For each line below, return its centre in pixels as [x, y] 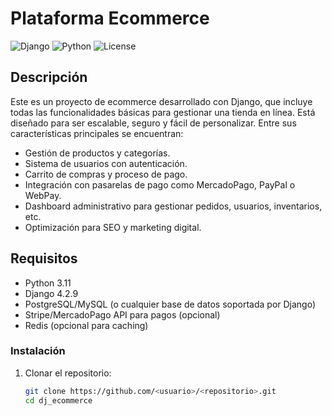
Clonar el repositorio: [68, 373]
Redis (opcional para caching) [86, 325]
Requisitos [44, 258]
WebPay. [43, 195]
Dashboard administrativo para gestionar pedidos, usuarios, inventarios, [173, 206]
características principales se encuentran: [97, 133]
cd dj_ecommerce [58, 400]
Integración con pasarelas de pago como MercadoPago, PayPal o [160, 184]
